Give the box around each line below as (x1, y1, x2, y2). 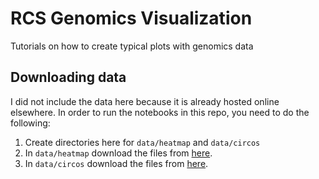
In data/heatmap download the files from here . (24, 147, 213, 159)
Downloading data (10, 69, 127, 86)
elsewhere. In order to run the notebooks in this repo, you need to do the (10, 106, 310, 118)
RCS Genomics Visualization (10, 7, 253, 30)
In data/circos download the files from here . (24, 157, 209, 169)
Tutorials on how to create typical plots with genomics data (10, 40, 254, 52)
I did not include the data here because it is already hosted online (10, 95, 280, 107)
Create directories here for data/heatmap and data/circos (24, 136, 261, 148)
